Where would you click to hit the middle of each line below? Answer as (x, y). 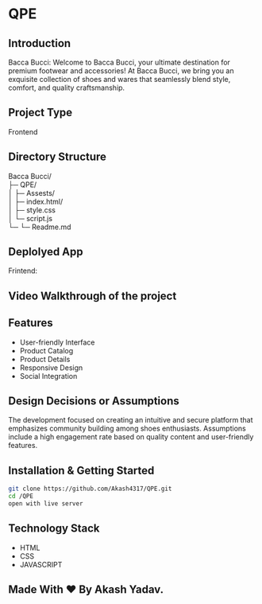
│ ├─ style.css (32, 210)
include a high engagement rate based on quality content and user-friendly (131, 437)
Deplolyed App (46, 252)
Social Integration (48, 376)
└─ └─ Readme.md (40, 227)
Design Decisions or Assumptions (94, 401)
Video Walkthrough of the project (92, 296)
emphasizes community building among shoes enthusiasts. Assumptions (127, 429)
